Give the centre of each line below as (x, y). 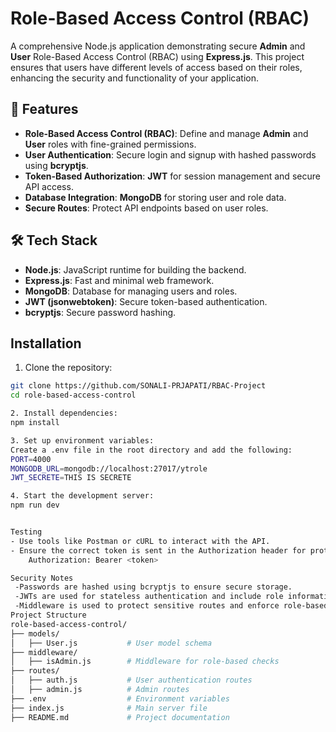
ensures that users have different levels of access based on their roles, (156, 67)
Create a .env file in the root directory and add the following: (151, 450)
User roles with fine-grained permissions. (110, 144)
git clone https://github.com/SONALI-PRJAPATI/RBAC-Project (138, 386)
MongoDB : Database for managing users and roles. (131, 291)
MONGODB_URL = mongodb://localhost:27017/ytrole (109, 468)
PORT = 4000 (31, 459)
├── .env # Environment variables (120, 698)
